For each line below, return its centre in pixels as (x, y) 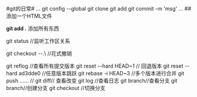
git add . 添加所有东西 (33, 29)
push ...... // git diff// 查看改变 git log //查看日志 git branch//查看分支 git (92, 81)
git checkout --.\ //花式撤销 (39, 53)
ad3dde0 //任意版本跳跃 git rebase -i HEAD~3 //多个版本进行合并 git (101, 73)
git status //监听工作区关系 (38, 41)
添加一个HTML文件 (29, 16)
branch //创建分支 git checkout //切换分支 (56, 88)
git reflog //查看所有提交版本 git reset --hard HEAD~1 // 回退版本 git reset (95, 66)
